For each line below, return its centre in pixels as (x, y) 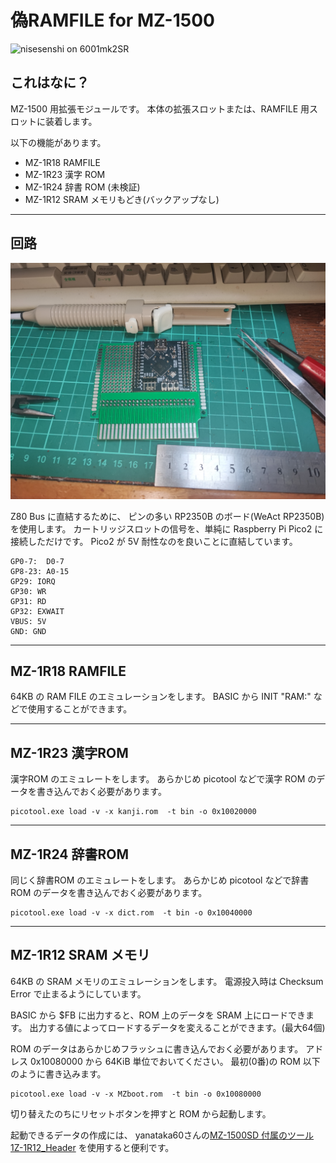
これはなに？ (50, 82)
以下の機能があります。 (58, 142)
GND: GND (28, 631)
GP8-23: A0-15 (40, 571)
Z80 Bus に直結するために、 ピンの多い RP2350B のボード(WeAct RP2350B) (167, 516)
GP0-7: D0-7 (37, 561)
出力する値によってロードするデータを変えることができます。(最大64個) (177, 1027)
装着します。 (71, 121)
